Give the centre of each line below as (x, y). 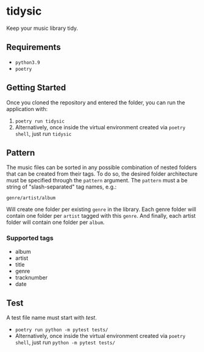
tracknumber (31, 277)
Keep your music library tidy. (42, 28)
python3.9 (28, 62)
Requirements (33, 47)
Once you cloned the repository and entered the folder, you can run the (96, 102)
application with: (27, 109)
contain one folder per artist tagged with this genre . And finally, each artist (101, 216)
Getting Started (36, 88)
